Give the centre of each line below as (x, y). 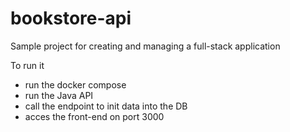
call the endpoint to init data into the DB (106, 106)
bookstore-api (71, 18)
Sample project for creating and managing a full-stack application (145, 46)
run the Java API (59, 95)
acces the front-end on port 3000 (94, 116)
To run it (27, 65)
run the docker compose (75, 84)
